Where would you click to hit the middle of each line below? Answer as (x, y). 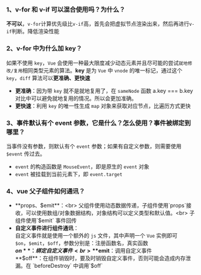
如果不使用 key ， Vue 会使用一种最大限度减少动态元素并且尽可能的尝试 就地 (97, 63)
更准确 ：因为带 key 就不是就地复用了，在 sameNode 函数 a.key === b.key (104, 90)
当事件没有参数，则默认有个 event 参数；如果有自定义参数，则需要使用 (94, 146)
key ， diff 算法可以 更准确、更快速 (48, 78)
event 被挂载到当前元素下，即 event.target (69, 174)
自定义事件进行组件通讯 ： (47, 228)
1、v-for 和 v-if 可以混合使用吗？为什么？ (66, 9)
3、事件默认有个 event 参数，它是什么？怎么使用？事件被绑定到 (99, 123)
